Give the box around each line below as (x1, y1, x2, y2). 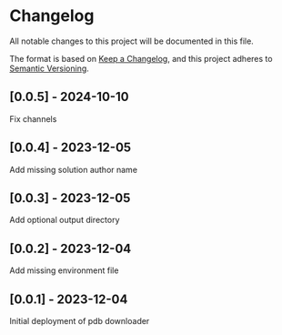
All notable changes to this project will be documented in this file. (9, 36, 255, 46)
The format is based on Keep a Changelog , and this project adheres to (9, 53, 273, 64)
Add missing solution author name (9, 164, 138, 175)
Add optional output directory (9, 215, 120, 226)
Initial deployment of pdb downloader (9, 316, 150, 326)
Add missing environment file (9, 265, 119, 276)
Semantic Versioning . (9, 63, 89, 74)
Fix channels (9, 113, 57, 124)
